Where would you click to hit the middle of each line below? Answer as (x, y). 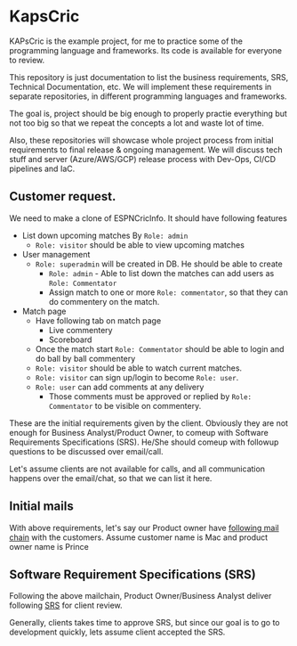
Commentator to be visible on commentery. (125, 405)
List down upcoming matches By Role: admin (105, 235)
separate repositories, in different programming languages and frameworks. (148, 96)
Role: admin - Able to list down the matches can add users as (161, 273)
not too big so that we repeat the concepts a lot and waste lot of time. (136, 123)
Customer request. (63, 196)
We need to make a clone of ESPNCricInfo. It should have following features (148, 218)
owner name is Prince (49, 546)
